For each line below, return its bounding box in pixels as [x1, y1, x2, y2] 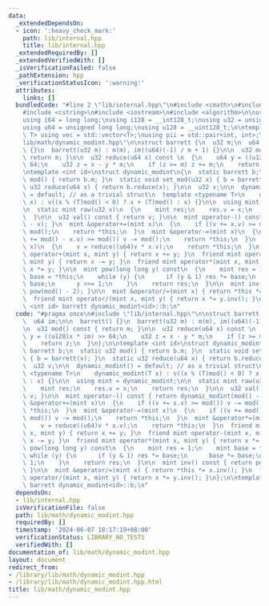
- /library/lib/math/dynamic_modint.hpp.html [8, 578, 163, 586]
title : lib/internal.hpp [22, 42, 106, 50]
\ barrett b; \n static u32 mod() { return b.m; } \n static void [22, 347, 249, 355]
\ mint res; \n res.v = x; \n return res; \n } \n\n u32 [22, 384, 242, 393]
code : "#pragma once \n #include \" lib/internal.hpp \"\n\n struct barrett [15, 309, 260, 317]
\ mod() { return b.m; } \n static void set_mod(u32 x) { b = [22, 176, 235, 184]
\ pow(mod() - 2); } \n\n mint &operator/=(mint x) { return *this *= [22, 288, 263, 296]
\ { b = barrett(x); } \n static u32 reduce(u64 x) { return [22, 354, 231, 363]
